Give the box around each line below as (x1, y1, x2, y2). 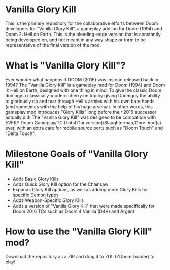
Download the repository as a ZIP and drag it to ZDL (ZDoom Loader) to (5, 253, 155, 259)
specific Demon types (12, 192, 59, 198)
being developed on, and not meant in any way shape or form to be (5, 37, 146, 43)
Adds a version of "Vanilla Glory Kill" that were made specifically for (12, 203, 155, 209)
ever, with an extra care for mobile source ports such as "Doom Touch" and (5, 125, 163, 131)
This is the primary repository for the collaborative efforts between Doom (5, 20, 158, 26)
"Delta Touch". (5, 130, 36, 137)
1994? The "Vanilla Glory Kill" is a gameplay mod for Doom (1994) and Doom (5, 82, 165, 88)
